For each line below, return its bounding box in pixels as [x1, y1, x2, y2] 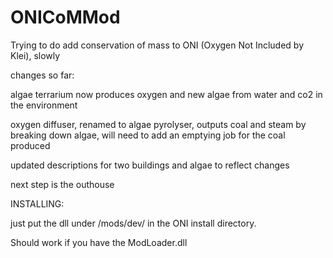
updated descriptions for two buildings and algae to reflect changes [10, 159, 290, 171]
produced [10, 139, 51, 151]
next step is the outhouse [10, 178, 115, 190]
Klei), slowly [10, 49, 61, 61]
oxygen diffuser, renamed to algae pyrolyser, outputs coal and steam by [10, 118, 307, 130]
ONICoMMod [10, 6, 121, 29]
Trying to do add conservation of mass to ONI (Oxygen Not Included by [10, 39, 305, 51]
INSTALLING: [10, 197, 65, 210]
